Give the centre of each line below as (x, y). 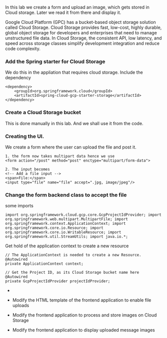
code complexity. (23, 49)
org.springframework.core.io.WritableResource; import (63, 232)
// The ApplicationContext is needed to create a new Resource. (73, 255)
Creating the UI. (25, 136)
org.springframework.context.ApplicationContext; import (66, 224)
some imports (19, 206)
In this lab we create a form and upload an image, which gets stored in (77, 7)
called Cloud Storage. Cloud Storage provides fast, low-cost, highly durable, (83, 27)
